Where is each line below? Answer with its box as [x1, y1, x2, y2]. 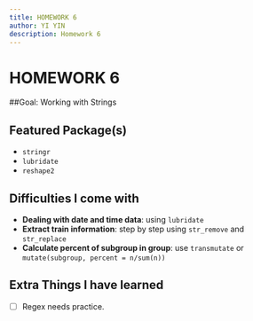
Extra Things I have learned [9, 278, 164, 293]
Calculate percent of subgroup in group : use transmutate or [21, 242, 244, 253]
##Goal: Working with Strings [9, 97, 117, 107]
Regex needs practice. [21, 301, 105, 311]
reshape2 [21, 167, 55, 176]
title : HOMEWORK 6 [9, 12, 77, 22]
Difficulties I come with [9, 191, 139, 206]
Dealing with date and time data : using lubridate [21, 214, 204, 224]
